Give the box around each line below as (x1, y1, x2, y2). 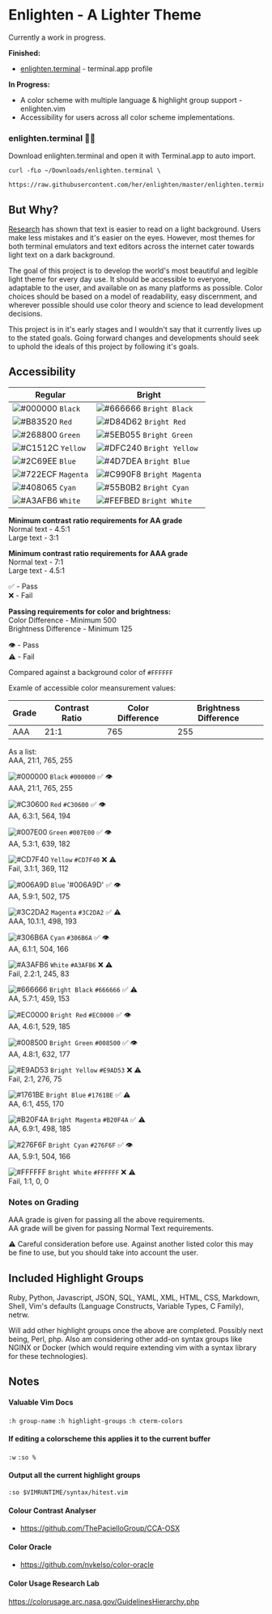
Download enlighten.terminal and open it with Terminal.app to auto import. (8, 151, 257, 161)
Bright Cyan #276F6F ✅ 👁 (48, 1140, 134, 1149)
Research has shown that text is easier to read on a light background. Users (8, 224, 261, 234)
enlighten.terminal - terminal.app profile (19, 63, 153, 74)
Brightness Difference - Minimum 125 (8, 623, 133, 633)
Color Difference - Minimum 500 (8, 615, 117, 625)
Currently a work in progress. (8, 32, 107, 42)
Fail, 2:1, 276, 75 (8, 1074, 62, 1084)
